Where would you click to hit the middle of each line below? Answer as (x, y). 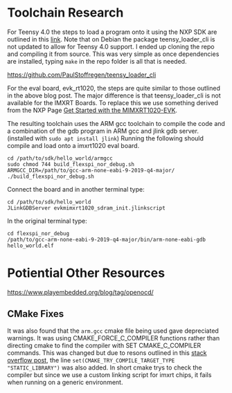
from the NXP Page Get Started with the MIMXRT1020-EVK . (92, 110)
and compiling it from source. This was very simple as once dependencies (113, 54)
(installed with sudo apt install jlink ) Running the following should (106, 138)
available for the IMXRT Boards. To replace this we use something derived (113, 102)
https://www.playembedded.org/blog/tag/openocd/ (80, 292)
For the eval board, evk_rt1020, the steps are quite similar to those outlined (114, 88)
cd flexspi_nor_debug (38, 233)
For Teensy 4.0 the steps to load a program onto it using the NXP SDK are (112, 32)
